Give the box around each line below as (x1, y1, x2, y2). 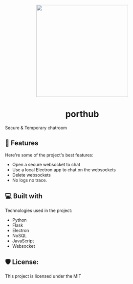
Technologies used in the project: (5, 207, 72, 213)
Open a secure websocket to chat (12, 161, 81, 167)
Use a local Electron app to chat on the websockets (12, 167, 116, 173)
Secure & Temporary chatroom (5, 125, 67, 130)
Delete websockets (12, 172, 51, 178)
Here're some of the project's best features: (5, 152, 94, 158)
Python (12, 217, 27, 223)
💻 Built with (5, 192, 43, 201)
